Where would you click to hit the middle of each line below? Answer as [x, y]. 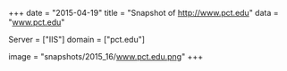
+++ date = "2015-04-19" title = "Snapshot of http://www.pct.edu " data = [143, 13]
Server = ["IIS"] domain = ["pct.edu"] [76, 39]
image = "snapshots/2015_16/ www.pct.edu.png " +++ [106, 56]
